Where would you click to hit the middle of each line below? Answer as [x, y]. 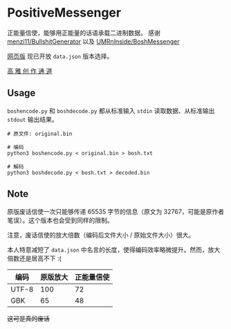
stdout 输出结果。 [33, 119]
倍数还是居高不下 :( [35, 258]
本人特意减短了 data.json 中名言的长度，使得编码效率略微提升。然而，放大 [114, 249]
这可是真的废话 [28, 318]
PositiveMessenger [64, 13]
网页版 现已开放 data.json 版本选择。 [60, 56]
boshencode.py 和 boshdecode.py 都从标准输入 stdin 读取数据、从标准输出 [111, 110]
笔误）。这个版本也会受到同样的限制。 [60, 220]
